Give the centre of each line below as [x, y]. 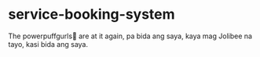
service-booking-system [92, 14]
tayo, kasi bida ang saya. [48, 44]
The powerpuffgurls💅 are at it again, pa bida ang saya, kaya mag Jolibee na [130, 36]
